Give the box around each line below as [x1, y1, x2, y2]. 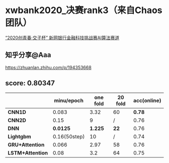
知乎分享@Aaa [5, 51, 51, 59]
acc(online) [133, 97, 161, 104]
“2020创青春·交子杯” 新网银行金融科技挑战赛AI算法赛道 [5, 35, 120, 41]
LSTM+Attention [8, 149, 48, 156]
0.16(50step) [52, 133, 85, 140]
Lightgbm [8, 133, 31, 140]
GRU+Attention [8, 141, 45, 148]
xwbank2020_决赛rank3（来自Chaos [5, 5, 162, 16]
